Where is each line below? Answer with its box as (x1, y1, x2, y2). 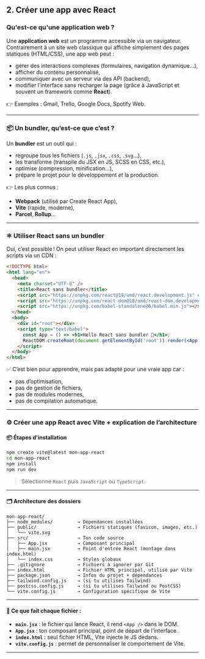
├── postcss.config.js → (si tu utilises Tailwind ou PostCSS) (6, 583, 182, 589)
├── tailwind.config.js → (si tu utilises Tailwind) (6, 577, 151, 584)
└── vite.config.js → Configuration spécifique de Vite (6, 588, 171, 594)
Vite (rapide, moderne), (15, 204, 75, 211)
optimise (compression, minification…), (15, 164, 113, 172)
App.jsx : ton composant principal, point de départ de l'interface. (15, 627, 178, 635)
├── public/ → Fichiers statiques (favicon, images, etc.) (6, 524, 198, 530)
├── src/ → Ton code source (6, 534, 124, 541)
